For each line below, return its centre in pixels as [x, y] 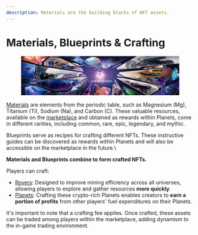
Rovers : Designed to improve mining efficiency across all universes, [98, 182]
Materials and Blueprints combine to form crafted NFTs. [77, 159]
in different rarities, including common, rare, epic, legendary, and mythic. [96, 123]
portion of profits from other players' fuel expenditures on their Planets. [103, 201]
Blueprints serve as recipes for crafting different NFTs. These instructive [95, 135]
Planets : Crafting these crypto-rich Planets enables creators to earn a [100, 195]
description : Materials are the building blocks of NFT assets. [88, 12]
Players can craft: [28, 171]
